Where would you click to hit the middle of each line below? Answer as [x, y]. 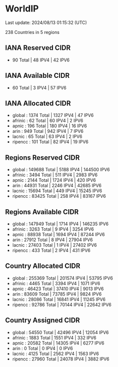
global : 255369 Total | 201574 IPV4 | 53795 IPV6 [62, 278]
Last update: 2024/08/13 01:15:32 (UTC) [46, 22]
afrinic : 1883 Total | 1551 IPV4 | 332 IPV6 [54, 338]
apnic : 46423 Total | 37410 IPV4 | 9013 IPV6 [58, 289]
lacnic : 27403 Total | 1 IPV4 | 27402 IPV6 [55, 245]
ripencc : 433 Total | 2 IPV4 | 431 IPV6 [51, 250]
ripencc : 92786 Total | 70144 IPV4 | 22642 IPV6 [62, 305]
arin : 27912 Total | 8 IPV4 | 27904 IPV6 [53, 240]
